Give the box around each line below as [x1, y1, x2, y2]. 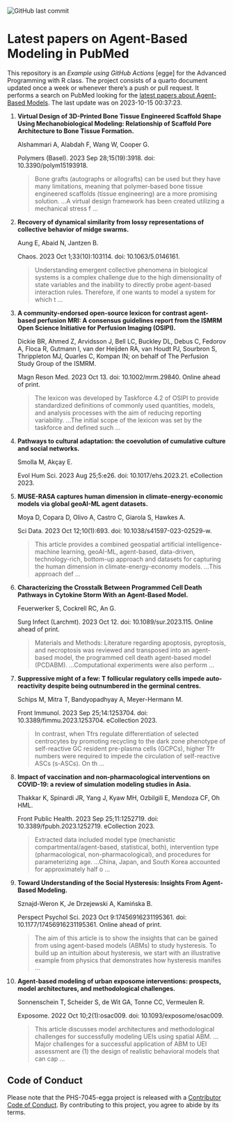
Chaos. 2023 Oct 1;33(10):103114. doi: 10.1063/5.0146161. [17, 252, 180, 261]
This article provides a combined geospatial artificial [34, 540, 185, 548]
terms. [7, 1108, 26, 1116]
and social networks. [17, 444, 80, 452]
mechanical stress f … [34, 204, 99, 213]
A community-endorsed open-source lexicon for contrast [17, 309, 188, 317]
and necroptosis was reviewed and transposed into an [34, 645, 190, 654]
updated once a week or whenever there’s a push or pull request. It [7, 84, 200, 92]
